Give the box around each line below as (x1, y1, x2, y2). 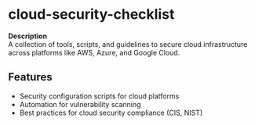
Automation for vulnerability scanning (19, 99, 141, 109)
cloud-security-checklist (8, 5, 175, 23)
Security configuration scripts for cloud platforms (19, 91, 180, 101)
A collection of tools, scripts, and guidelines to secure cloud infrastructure (8, 39, 248, 48)
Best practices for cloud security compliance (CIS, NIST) (19, 108, 203, 117)
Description (8, 31, 48, 41)
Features (8, 70, 53, 84)
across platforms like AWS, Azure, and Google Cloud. (8, 48, 180, 57)
